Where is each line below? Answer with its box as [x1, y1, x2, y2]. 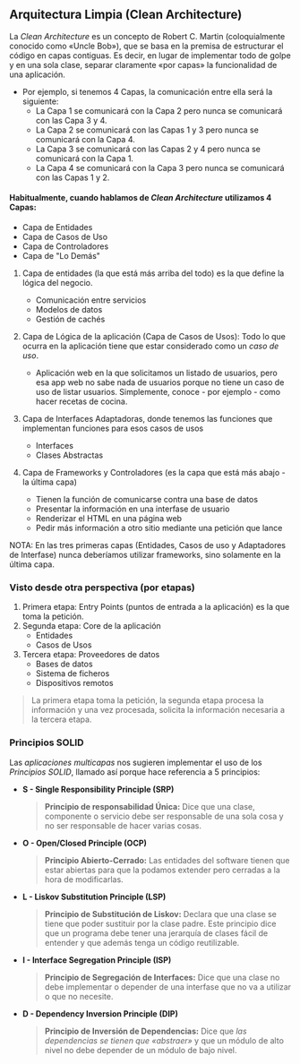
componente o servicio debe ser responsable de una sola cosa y [44, 811, 284, 821]
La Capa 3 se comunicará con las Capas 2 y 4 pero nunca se [35, 143, 261, 154]
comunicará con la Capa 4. [35, 133, 136, 144]
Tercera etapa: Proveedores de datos [21, 649, 160, 660]
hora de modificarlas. [44, 873, 124, 885]
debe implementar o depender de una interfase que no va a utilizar [44, 981, 292, 992]
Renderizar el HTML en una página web [35, 513, 182, 524]
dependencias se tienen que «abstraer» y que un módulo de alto [44, 1034, 285, 1046]
